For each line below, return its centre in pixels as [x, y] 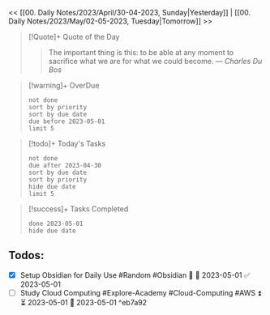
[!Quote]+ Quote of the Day [74, 37]
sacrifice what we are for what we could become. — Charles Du [155, 61]
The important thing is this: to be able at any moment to [141, 52]
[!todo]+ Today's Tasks [67, 143]
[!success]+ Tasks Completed [78, 209]
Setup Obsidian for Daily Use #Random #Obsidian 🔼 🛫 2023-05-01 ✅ [135, 275]
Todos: [26, 255]
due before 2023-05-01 [66, 121]
